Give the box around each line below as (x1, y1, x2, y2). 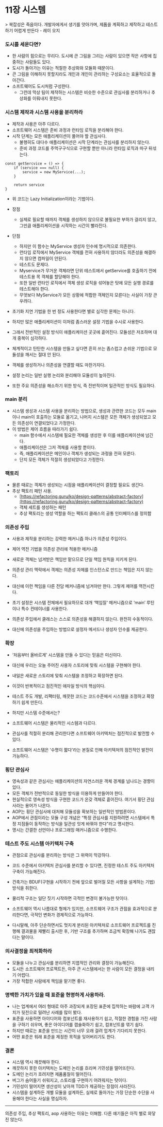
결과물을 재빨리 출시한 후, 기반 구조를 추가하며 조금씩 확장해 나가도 (21, 928, 147, 934)
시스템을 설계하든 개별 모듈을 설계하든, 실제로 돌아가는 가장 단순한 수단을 (12, 1090, 149, 1095)
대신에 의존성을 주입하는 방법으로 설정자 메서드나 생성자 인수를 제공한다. (12, 627, 148, 632)
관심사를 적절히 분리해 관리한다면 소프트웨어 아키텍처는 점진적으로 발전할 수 (12, 730, 155, 736)
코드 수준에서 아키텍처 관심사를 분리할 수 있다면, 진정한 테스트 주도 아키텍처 (12, 863, 155, 868)
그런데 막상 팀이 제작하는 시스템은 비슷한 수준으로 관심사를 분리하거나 (19, 90, 150, 95)
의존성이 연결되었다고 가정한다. (17, 420, 76, 426)
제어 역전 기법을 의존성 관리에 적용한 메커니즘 (12, 546, 98, 552)
